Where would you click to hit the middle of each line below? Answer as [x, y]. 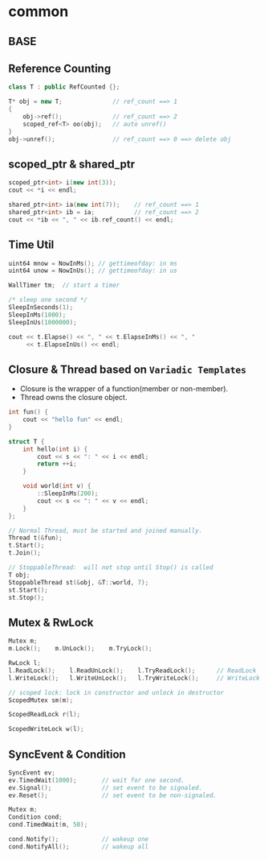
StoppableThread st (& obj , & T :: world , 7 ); [79, 582]
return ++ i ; [57, 464]
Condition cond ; [35, 817]
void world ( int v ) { [57, 486]
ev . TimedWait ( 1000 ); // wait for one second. [96, 780]
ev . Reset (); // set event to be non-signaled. [113, 795]
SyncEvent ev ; [32, 772]
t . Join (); [25, 553]
